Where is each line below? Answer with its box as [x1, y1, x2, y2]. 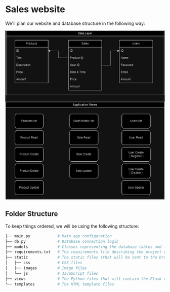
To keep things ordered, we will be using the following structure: [5, 223, 139, 229]
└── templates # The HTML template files [5, 281, 114, 287]
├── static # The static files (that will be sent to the [5, 255, 157, 260]
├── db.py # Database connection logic [5, 239, 119, 244]
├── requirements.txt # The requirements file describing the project [5, 249, 162, 254]
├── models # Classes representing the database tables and [5, 244, 162, 249]
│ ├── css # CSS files [5, 260, 82, 266]
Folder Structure [5, 209, 58, 218]
